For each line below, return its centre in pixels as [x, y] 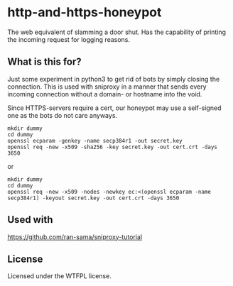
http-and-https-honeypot [85, 12]
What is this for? [44, 62]
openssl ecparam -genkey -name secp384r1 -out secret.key [95, 141]
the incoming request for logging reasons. [69, 39]
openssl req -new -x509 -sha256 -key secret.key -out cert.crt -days [113, 147]
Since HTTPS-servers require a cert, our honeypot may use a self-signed [114, 108]
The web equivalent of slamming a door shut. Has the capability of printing [116, 32]
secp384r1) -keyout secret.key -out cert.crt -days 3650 [93, 198]
